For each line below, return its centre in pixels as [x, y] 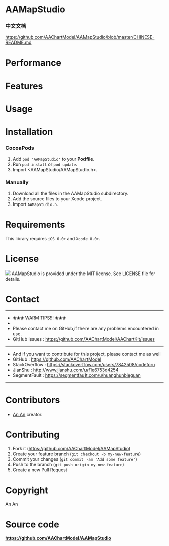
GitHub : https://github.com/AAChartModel [57, 359]
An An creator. [27, 414]
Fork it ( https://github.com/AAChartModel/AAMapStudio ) [71, 448]
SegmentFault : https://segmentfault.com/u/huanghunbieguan [76, 375]
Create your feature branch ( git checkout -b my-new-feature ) [77, 454]
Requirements [35, 225]
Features [24, 86]
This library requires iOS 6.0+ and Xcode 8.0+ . [53, 238]
